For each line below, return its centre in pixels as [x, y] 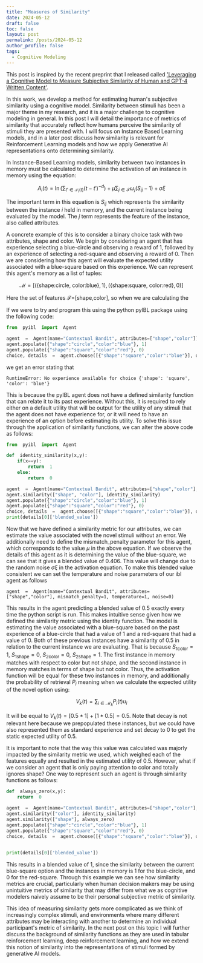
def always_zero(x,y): [36, 792]
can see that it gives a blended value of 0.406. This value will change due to [101, 561]
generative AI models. [34, 954]
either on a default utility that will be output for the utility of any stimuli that [99, 408]
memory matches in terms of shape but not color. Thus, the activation [93, 669]
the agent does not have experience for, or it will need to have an [87, 414]
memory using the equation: [41, 175]
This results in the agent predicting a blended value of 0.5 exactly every [95, 608]
